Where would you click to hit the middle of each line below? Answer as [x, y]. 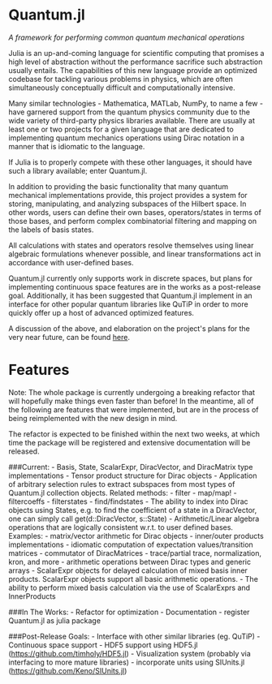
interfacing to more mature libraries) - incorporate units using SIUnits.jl [127, 662]
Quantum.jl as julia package [55, 620]
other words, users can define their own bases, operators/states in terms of [135, 212]
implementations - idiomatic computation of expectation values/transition [131, 544]
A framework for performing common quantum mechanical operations [127, 37]
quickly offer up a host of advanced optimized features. [101, 312]
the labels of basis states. [51, 230]
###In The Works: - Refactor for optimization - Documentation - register [129, 612]
